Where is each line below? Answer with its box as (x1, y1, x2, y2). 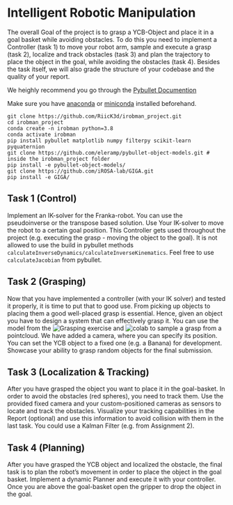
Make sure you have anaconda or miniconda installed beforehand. (7, 99, 197, 107)
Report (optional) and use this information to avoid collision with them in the (7, 414, 224, 423)
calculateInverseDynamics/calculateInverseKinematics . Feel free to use (7, 248, 214, 256)
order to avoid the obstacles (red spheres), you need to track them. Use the (7, 392, 224, 401)
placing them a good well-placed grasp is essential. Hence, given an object (7, 309, 223, 318)
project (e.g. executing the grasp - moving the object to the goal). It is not (7, 233, 218, 242)
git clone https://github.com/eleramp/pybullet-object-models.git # (7, 149, 210, 156)
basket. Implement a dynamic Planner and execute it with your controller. (7, 475, 216, 483)
